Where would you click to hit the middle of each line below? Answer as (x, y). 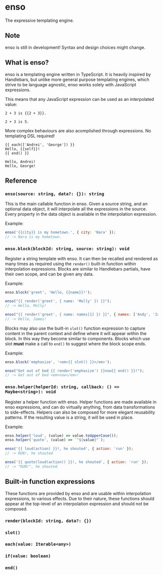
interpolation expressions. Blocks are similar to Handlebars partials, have (78, 269)
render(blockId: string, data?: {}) (48, 521)
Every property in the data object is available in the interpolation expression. (81, 214)
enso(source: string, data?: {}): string (55, 194)
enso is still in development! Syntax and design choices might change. (75, 47)
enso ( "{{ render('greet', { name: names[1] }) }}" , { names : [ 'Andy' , (78, 314)
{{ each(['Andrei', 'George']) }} (40, 144)
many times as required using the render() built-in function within (71, 264)
